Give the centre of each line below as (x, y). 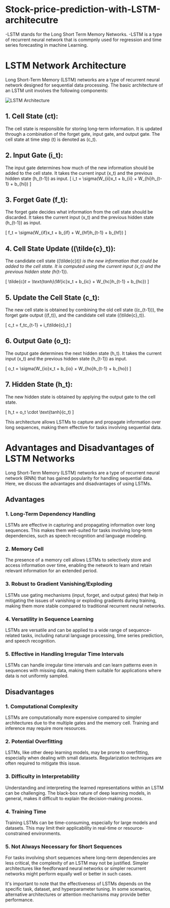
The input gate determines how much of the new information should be (80, 168)
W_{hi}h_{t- (150, 178)
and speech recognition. (31, 641)
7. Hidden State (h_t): (39, 385)
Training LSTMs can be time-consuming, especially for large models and (81, 823)
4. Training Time (26, 811)
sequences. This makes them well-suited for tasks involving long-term (79, 530)
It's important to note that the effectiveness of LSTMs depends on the (78, 884)
